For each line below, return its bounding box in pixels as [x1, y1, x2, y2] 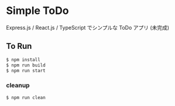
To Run [6, 41, 32, 51]
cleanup [6, 82, 30, 90]
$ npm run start [6, 68, 46, 73]
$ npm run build [6, 62, 46, 68]
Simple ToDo [6, 4, 69, 17]
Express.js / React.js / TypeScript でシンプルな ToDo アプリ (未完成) [6, 24, 170, 31]
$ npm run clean [6, 94, 46, 100]
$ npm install [6, 56, 41, 62]
